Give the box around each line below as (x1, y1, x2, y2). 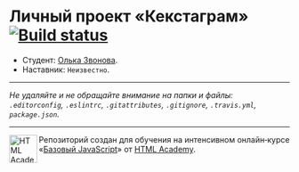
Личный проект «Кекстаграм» (9, 6, 249, 27)
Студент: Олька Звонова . (21, 54, 118, 65)
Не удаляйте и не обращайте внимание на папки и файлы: (9, 89, 233, 100)
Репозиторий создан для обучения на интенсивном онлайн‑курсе (38, 134, 290, 144)
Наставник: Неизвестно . (21, 64, 110, 75)
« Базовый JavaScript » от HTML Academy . (38, 143, 196, 154)
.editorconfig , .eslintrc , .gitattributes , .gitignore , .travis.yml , (9, 99, 256, 110)
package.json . (9, 109, 60, 119)
